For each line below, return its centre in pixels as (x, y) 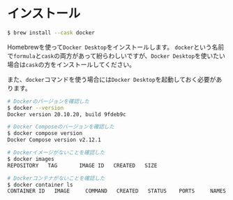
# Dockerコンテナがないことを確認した (56, 178)
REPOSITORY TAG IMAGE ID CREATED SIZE (82, 165)
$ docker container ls (40, 185)
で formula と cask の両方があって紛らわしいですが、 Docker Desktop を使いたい (116, 55)
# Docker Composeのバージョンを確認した (61, 127)
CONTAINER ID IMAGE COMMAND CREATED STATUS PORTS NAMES (117, 191)
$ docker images (31, 159)
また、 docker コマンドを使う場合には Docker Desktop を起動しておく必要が (112, 79)
